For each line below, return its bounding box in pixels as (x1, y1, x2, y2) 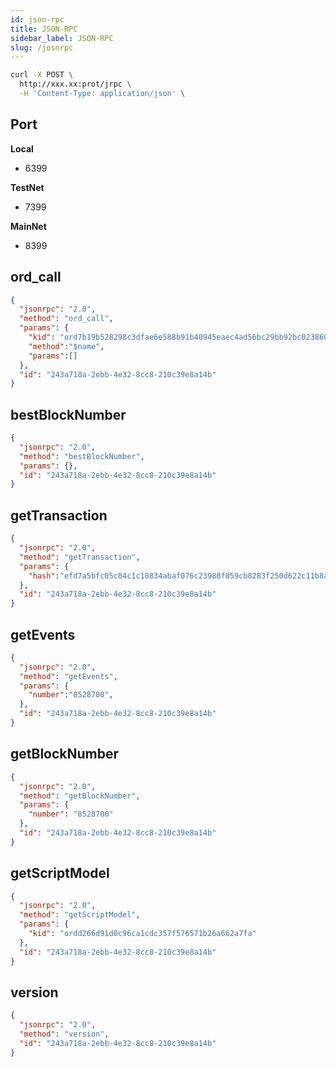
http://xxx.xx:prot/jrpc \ (19, 79, 132, 90)
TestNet (10, 181, 45, 193)
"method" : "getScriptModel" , (19, 910, 141, 920)
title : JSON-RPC (10, 24, 78, 34)
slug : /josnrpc (10, 42, 74, 53)
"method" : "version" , (19, 1029, 110, 1040)
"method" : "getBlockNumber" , (19, 791, 141, 801)
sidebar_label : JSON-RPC (10, 33, 114, 43)
